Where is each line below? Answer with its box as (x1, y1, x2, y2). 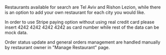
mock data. (5, 30, 28, 35)
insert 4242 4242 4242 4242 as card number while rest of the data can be (5, 24, 159, 30)
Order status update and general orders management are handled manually (5, 39, 161, 45)
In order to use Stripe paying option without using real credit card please (5, 19, 155, 25)
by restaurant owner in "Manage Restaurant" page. (5, 45, 110, 50)
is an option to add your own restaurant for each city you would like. (5, 9, 145, 15)
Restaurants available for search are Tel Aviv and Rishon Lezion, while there (5, 4, 161, 10)
